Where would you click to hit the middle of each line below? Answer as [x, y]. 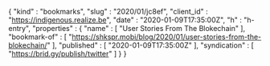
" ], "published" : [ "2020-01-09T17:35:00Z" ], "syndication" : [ [151, 45]
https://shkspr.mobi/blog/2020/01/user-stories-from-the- [167, 37]
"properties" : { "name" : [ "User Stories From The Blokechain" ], [139, 28]
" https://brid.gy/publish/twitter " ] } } [67, 54]
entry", [19, 28]
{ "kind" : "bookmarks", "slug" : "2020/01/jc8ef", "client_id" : [108, 12]
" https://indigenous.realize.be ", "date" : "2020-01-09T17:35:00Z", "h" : [125, 20]
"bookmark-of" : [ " [40, 37]
